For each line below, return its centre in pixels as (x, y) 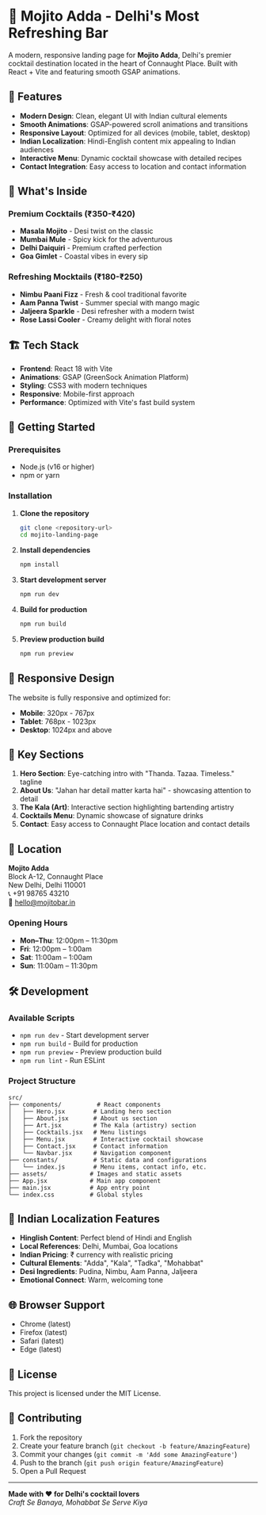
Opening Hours (38, 923)
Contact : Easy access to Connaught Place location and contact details (135, 824)
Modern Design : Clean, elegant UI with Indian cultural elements (123, 116)
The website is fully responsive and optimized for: (89, 698)
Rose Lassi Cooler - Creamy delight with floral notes (105, 319)
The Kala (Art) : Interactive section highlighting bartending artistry (127, 807)
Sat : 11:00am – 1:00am (56, 957)
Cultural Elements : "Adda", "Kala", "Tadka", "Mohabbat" (112, 1263)
